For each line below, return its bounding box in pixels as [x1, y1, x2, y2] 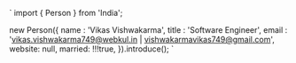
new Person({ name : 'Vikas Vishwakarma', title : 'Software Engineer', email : [9, 25, 288, 35]
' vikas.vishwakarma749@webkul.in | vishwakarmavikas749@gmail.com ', [9, 35, 275, 44]
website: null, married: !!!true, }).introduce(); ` [9, 43, 175, 54]
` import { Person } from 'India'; [9, 8, 123, 18]
